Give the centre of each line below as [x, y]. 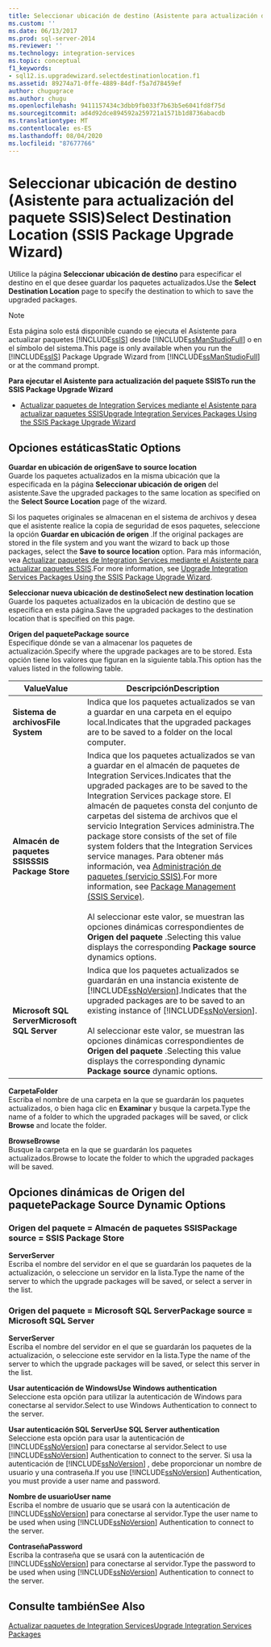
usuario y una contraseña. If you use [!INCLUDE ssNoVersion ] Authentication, [135, 1473]
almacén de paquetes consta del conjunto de [173, 806]
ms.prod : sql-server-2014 [52, 38]
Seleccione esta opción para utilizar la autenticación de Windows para [125, 1397]
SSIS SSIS [31, 862]
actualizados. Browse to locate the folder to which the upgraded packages [131, 1158]
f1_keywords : [30, 69]
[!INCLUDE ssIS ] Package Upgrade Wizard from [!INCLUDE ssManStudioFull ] [134, 357]
